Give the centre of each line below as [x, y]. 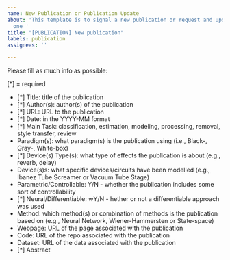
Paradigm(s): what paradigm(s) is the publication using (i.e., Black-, [112, 141]
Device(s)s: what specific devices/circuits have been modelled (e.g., [113, 170]
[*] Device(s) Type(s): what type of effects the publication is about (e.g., [119, 155]
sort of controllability [46, 192]
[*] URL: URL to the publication [61, 112]
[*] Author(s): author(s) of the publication [75, 104]
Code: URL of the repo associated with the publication [93, 235]
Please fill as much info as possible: [57, 70]
